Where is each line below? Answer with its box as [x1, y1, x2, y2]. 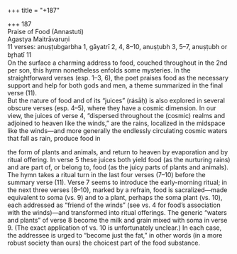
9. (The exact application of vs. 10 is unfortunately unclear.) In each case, [7, 223, 222, 232]
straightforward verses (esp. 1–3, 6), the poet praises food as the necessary [7, 74, 229, 82]
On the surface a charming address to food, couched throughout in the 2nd [7, 58, 228, 67]
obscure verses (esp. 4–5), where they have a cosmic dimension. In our [7, 104, 216, 112]
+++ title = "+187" [7, 6, 60, 14]
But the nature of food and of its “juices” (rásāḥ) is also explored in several [7, 96, 226, 105]
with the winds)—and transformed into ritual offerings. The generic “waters [7, 208, 227, 216]
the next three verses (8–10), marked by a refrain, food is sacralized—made [7, 186, 228, 194]
